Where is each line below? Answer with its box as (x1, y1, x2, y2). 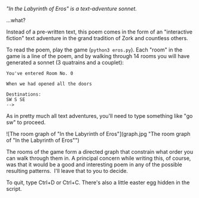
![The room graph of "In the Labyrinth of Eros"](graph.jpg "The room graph (6, 130, 191, 137)
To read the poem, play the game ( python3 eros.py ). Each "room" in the (6, 46, 183, 53)
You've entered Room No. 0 (6, 71, 74, 77)
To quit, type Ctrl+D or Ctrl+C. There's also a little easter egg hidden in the (6, 179, 190, 186)
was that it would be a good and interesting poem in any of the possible (6, 161, 182, 168)
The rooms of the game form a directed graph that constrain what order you (6, 148, 193, 155)
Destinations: (6, 92, 42, 98)
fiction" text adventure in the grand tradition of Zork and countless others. (6, 35, 188, 41)
